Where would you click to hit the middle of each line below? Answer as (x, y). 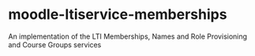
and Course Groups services (55, 44)
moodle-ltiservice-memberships (118, 15)
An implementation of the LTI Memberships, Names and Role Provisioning (127, 36)
